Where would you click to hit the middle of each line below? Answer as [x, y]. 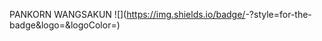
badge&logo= [37, 25]
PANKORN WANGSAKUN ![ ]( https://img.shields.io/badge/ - [129, 14]
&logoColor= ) [92, 25]
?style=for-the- [280, 14]
